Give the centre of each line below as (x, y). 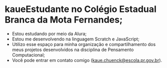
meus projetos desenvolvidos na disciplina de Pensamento (73, 49)
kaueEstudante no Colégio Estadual (81, 9)
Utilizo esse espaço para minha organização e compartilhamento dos (84, 44)
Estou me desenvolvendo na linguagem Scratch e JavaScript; (75, 39)
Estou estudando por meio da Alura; (49, 33)
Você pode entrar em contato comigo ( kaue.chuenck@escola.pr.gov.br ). (87, 60)
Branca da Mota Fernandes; (64, 20)
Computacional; (28, 55)
